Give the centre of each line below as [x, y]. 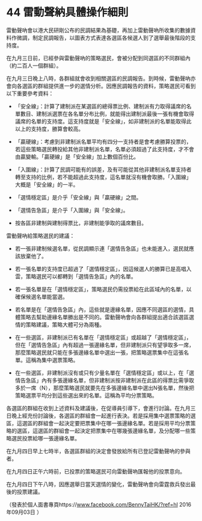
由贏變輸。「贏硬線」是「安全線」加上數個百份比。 [77, 157]
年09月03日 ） [24, 512]
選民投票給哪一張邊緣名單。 [45, 438]
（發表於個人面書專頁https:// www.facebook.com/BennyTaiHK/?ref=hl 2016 [99, 504]
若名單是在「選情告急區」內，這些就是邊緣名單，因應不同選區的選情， [102, 309]
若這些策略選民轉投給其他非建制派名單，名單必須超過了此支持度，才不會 [104, 149]
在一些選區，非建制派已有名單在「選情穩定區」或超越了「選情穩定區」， [103, 337]
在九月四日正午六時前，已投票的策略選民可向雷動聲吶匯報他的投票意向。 [96, 471]
